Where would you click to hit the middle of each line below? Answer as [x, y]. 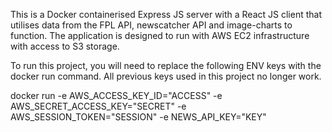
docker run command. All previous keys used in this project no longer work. [166, 76]
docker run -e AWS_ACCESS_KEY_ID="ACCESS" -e [116, 95]
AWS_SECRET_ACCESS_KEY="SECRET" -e [98, 106]
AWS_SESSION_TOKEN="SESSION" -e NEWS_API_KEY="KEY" [138, 117]
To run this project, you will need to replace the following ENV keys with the [166, 65]
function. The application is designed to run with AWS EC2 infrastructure [160, 35]
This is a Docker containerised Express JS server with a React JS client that [166, 14]
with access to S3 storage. [65, 46]
